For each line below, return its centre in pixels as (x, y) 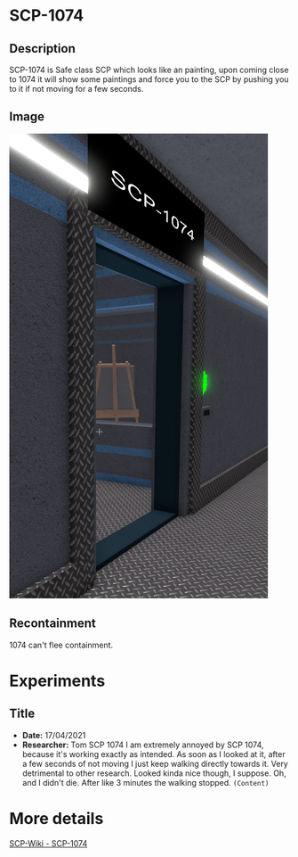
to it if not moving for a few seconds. (77, 89)
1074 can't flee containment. (61, 645)
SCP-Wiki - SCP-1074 (48, 843)
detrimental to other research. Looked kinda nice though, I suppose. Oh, (154, 773)
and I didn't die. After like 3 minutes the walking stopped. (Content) (145, 782)
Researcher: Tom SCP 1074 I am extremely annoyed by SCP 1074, (143, 745)
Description (42, 49)
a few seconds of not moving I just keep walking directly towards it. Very (155, 763)
